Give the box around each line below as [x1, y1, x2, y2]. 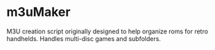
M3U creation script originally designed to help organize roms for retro [6, 27, 209, 35]
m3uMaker [6, 4, 71, 20]
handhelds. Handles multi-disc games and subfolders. [6, 34, 161, 42]
